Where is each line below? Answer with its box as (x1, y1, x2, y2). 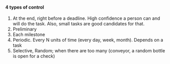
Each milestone (12, 31, 45, 38)
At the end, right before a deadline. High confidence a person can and (12, 15, 160, 21)
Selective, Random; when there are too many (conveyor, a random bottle (12, 48, 165, 54)
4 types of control (5, 4, 44, 10)
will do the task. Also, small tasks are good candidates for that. (12, 21, 144, 27)
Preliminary (12, 26, 37, 33)
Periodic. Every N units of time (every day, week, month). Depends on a (12, 37, 163, 43)
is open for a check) (12, 53, 55, 59)
